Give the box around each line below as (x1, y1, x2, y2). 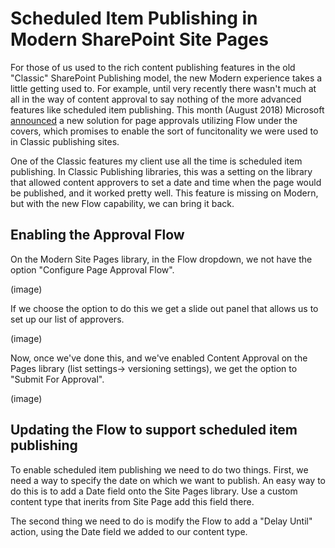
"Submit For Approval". (10, 373, 105, 385)
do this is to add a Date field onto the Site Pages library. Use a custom (10, 485, 298, 497)
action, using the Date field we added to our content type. (10, 525, 248, 537)
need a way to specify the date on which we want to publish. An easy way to (10, 474, 326, 486)
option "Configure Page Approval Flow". (10, 263, 175, 276)
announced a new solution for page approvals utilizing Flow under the (10, 114, 298, 126)
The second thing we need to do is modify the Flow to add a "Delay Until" (10, 515, 313, 527)
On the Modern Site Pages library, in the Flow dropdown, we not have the (10, 253, 313, 265)
